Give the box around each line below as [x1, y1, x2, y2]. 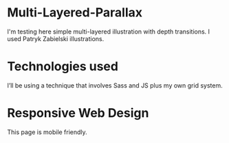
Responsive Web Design [7, 105, 149, 121]
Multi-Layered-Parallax [7, 5, 143, 21]
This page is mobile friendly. [7, 128, 87, 136]
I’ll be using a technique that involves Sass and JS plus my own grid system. [7, 81, 223, 90]
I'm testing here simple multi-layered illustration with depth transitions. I [7, 27, 210, 36]
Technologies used [7, 59, 119, 75]
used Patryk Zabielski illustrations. [7, 34, 105, 42]
